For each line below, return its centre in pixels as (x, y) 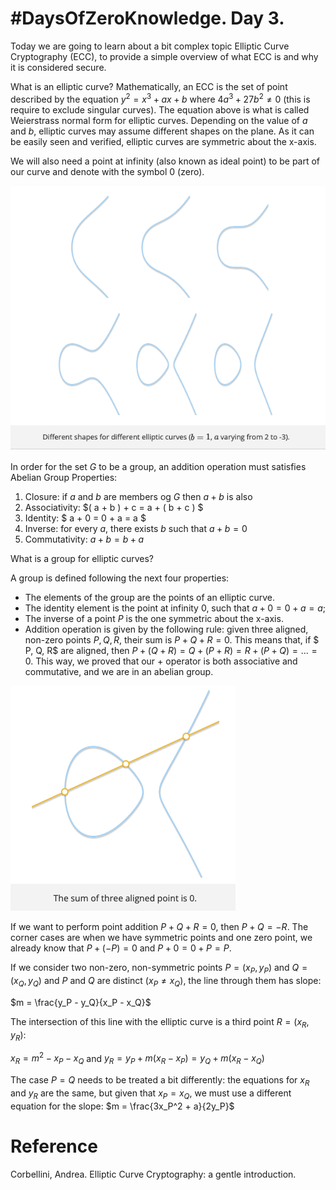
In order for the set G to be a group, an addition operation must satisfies (158, 467)
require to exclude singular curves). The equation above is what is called (160, 109)
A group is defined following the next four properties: (120, 578)
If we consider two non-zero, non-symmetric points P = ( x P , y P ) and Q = (159, 969)
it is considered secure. (58, 67)
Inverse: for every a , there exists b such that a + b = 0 (136, 529)
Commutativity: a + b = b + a (84, 539)
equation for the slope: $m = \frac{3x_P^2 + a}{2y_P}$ (122, 1106)
